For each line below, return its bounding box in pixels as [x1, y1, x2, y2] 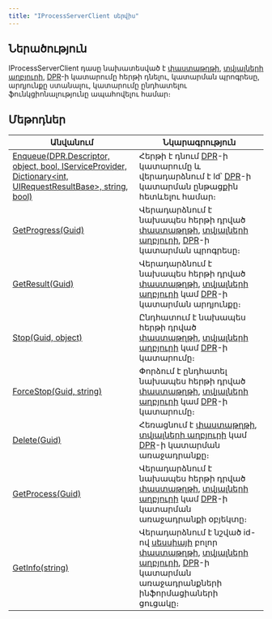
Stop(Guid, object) [12, 332, 83, 343]
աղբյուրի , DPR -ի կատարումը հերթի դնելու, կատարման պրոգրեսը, [8, 72, 261, 82]
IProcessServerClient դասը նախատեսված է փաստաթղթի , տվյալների [8, 63, 264, 73]
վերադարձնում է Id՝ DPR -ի [138, 171, 252, 183]
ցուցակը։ [138, 598, 180, 609]
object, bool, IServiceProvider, [12, 161, 128, 172]
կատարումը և [138, 161, 201, 172]
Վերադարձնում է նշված [138, 527, 242, 538]
